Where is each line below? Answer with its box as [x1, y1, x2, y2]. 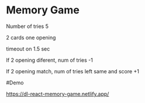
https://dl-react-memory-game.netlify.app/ [6, 90, 109, 97]
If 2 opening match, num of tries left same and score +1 [6, 68, 139, 74]
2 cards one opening [6, 34, 56, 41]
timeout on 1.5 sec [6, 45, 50, 52]
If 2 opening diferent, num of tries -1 [6, 56, 94, 63]
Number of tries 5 [6, 23, 49, 30]
